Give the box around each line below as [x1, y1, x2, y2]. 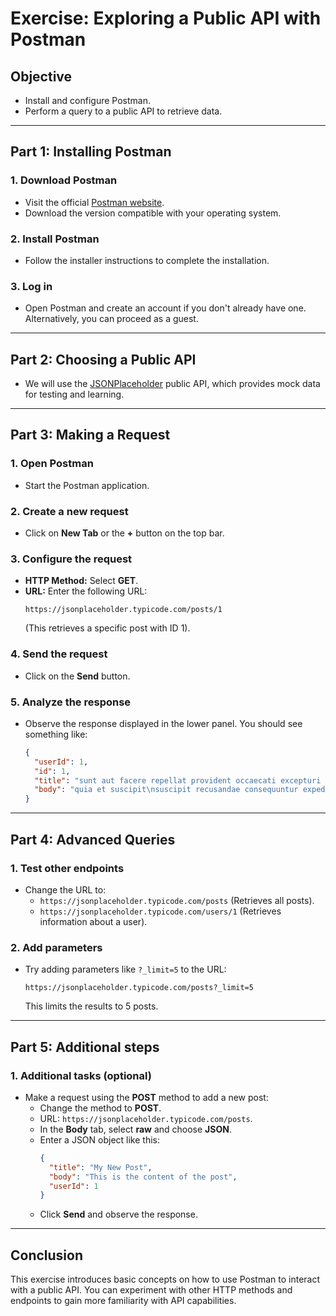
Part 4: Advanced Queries [10, 831, 176, 848]
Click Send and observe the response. [39, 1208, 198, 1221]
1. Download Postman [10, 173, 118, 187]
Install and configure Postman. [24, 95, 151, 106]
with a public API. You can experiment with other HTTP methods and [10, 1284, 293, 1296]
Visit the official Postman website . [24, 196, 165, 208]
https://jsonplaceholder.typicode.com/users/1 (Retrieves [39, 905, 282, 917]
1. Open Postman [10, 457, 94, 471]
